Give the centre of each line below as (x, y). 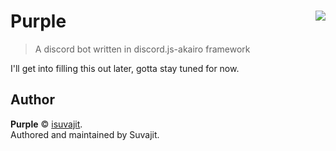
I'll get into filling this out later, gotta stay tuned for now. (125, 68)
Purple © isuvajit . (46, 124)
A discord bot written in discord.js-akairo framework (142, 49)
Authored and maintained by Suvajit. (85, 134)
